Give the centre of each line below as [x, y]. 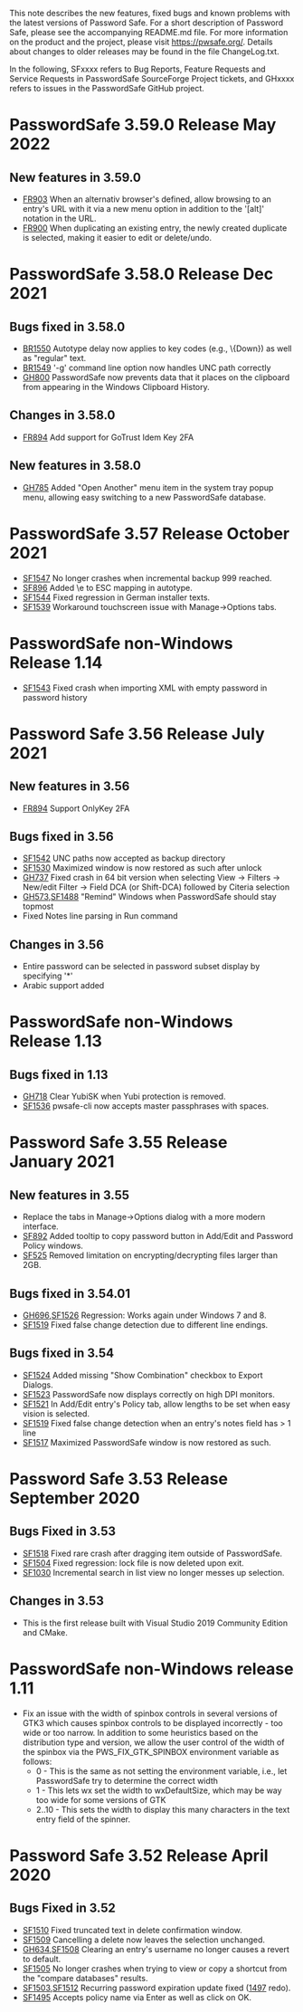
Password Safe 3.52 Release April [139, 1855]
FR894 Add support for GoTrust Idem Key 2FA [108, 437]
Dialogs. [38, 1385]
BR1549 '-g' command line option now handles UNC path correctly [147, 367]
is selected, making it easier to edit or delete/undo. [117, 238]
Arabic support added [63, 986]
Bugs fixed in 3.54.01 [70, 1293]
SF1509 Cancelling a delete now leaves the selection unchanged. [143, 1940]
